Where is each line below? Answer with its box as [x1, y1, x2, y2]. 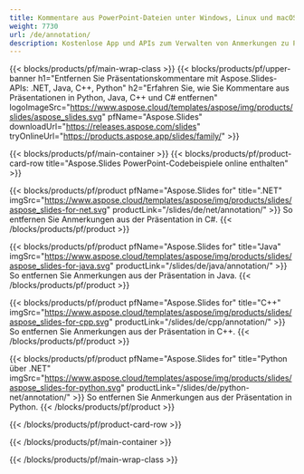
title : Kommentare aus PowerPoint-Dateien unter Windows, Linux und [9, 13, 273, 23]
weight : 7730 [9, 22, 59, 31]
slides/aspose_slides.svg [9, 111, 102, 122]
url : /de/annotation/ [9, 30, 91, 39]
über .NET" [9, 363, 52, 374]
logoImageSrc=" [9, 102, 71, 113]
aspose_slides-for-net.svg [9, 205, 107, 216]
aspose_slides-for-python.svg [9, 382, 121, 393]
